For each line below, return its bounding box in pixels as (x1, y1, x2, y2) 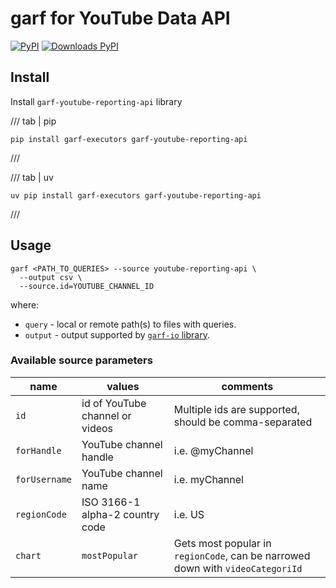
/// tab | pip (10, 115, 57, 127)
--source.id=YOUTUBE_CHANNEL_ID (19, 281, 155, 291)
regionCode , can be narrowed (173, 548, 311, 562)
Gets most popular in (173, 536, 272, 550)
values (106, 379, 140, 393)
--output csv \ (19, 272, 83, 282)
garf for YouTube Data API (10, 7, 231, 30)
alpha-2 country (81, 507, 160, 521)
